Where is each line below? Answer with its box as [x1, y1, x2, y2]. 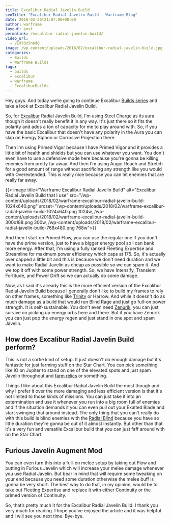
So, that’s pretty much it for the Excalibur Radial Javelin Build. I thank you [5, 502, 158, 508]
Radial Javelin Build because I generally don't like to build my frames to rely [5, 288, 164, 294]
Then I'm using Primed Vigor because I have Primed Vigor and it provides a [5, 144, 163, 151]
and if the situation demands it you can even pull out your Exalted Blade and [5, 404, 165, 411]
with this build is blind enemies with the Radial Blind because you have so [5, 415, 159, 421]
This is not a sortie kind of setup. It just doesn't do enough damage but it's [5, 357, 161, 363]
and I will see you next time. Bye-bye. [5, 513, 84, 519]
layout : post [5, 27, 33, 32]
